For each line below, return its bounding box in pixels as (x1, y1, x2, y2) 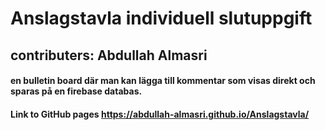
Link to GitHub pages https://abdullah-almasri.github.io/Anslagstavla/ (10, 108, 310, 120)
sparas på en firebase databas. (10, 85, 143, 97)
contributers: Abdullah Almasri (10, 47, 208, 64)
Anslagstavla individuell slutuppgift (10, 7, 313, 30)
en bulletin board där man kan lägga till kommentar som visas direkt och (10, 75, 316, 87)
